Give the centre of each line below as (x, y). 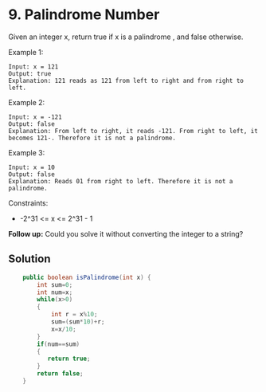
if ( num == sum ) (59, 344)
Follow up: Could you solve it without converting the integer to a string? (126, 233)
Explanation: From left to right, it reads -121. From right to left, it (133, 131)
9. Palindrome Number (84, 15)
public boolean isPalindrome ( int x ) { (87, 277)
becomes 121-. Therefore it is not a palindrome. (92, 138)
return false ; (60, 374)
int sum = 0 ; (55, 284)
